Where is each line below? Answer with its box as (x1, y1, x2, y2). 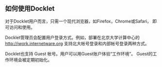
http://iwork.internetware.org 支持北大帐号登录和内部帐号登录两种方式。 (5, 40, 149, 46)
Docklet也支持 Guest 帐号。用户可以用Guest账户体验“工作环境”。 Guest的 (5, 51, 153, 56)
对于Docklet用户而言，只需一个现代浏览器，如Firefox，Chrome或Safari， (5, 18, 152, 24)
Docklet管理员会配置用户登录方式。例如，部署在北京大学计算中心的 (5, 34, 140, 40)
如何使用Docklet (5, 4, 55, 13)
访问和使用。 (9, 24, 35, 30)
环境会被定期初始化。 (9, 57, 52, 63)
